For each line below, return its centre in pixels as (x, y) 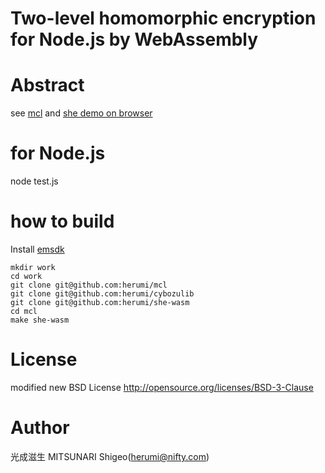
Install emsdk (37, 249)
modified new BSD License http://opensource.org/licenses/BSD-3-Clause (162, 387)
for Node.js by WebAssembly (134, 39)
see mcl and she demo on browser (81, 113)
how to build (62, 221)
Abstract (47, 85)
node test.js (34, 181)
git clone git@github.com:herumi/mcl (89, 285)
